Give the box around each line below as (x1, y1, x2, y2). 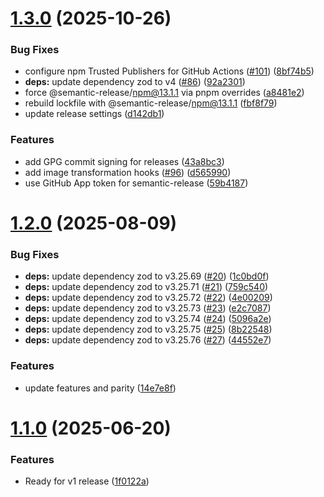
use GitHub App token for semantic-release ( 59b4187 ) (24, 177, 249, 189)
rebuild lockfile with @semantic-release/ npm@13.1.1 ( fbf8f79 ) (24, 97, 278, 109)
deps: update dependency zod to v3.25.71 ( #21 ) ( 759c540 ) (24, 281, 269, 293)
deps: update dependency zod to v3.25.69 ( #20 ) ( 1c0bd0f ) (24, 270, 270, 282)
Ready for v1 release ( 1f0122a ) (24, 475, 150, 487)
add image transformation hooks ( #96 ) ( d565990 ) (24, 166, 232, 178)
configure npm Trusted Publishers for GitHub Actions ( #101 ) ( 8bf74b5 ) (24, 65, 315, 77)
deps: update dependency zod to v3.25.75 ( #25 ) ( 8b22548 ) (24, 323, 273, 336)
